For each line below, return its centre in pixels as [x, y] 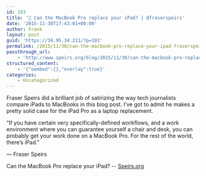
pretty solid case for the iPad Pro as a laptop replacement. [80, 111]
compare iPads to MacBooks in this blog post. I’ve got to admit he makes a [101, 104]
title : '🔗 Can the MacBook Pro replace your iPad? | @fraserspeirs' [96, 18]
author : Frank [25, 29]
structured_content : [33, 63]
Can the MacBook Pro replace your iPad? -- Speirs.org [75, 166]
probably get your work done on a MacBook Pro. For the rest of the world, [100, 136]
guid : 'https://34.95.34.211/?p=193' [55, 40]
